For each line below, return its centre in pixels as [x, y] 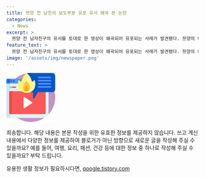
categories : [21, 19]
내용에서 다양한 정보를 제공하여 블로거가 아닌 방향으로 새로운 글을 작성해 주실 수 [101, 140]
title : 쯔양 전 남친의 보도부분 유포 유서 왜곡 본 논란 [67, 13]
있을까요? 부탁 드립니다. [34, 155]
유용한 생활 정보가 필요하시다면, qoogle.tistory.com [68, 168]
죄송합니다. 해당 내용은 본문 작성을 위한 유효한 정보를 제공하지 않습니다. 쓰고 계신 [102, 132]
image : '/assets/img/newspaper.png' [53, 58]
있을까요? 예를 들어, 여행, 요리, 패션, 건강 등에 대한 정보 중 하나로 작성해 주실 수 [100, 147]
